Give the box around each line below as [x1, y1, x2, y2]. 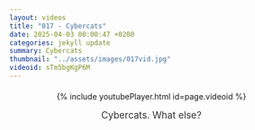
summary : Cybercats [9, 47, 83, 56]
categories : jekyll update [9, 38, 111, 48]
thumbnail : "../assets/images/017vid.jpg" [9, 55, 171, 64]
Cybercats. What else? [101, 108, 202, 121]
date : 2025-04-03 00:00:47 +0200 [9, 30, 135, 39]
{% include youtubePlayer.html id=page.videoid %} [56, 91, 247, 101]
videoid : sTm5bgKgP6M [9, 64, 91, 73]
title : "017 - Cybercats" [9, 22, 106, 30]
